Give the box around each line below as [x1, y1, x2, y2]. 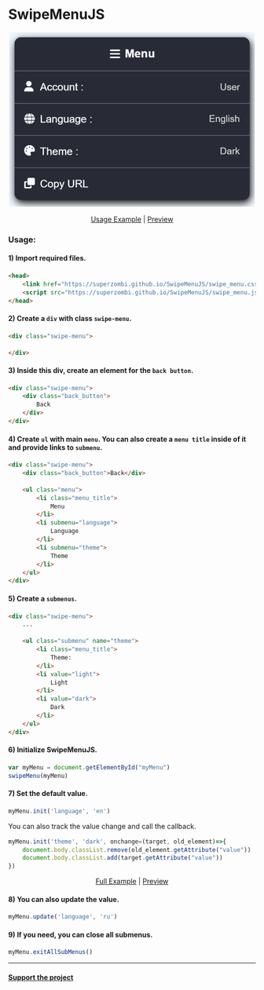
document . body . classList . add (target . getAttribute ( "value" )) [22, 854, 223, 862]
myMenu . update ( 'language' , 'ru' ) [8, 913, 118, 921]
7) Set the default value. [8, 789, 88, 798]
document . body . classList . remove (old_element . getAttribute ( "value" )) [22, 846, 251, 853]
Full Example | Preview [95, 877, 169, 886]
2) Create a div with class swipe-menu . [8, 314, 132, 323]
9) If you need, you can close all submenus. [8, 930, 153, 939]
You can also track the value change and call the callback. [8, 821, 196, 831]
